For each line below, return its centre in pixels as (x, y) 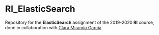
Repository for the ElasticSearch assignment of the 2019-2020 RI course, (80, 22)
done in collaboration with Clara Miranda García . (54, 27)
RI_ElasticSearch (40, 9)
